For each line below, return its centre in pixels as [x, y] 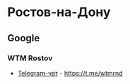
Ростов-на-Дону [59, 12]
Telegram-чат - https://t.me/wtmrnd [70, 73]
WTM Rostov [30, 58]
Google [24, 38]
